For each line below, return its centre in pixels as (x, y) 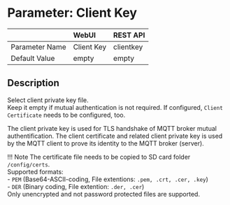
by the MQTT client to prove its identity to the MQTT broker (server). (106, 143)
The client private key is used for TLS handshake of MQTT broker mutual (112, 128)
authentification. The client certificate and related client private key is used (115, 136)
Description (33, 83)
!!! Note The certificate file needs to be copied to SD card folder (99, 157)
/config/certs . (29, 164)
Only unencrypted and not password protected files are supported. (104, 194)
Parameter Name (38, 47)
